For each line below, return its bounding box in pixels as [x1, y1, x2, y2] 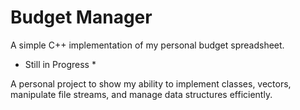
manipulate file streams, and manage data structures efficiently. [10, 88, 273, 100]
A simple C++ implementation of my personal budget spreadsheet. [10, 39, 285, 51]
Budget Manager [10, 6, 153, 29]
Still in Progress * [24, 58, 97, 70]
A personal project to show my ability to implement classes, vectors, [10, 77, 292, 90]
